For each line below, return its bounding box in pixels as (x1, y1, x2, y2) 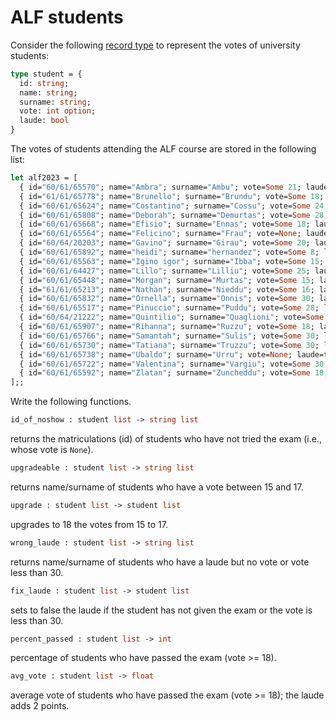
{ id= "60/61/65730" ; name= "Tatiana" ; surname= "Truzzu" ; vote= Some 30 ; (19, 340, 320, 350)
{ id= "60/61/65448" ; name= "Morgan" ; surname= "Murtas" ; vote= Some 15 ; (19, 275, 315, 285)
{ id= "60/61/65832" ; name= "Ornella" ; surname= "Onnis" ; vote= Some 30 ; (19, 294, 315, 304)
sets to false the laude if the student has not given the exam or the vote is (10, 604, 313, 616)
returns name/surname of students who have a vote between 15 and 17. (10, 481, 304, 493)
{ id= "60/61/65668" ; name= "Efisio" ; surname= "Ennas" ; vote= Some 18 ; (19, 219, 311, 230)
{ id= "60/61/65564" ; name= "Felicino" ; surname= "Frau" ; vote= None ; (19, 229, 302, 239)
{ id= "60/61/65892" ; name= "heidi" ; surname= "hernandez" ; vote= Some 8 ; (19, 247, 320, 258)
